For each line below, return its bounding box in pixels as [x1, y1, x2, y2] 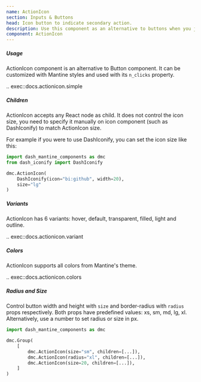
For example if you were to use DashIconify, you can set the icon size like [6, 136, 187, 143]
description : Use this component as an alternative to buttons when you [6, 25, 191, 32]
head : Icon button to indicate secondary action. [6, 20, 133, 26]
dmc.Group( [6, 338, 33, 344]
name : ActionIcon [6, 8, 50, 15]
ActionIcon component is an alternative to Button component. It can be [6, 65, 181, 72]
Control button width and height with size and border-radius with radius [6, 302, 184, 309]
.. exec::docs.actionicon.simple [6, 83, 83, 90]
